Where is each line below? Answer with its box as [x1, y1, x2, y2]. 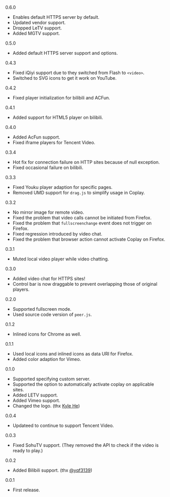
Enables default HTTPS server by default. [12, 14, 100, 20]
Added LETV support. [12, 392, 58, 398]
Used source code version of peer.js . [12, 312, 92, 317]
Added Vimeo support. [12, 397, 60, 403]
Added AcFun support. [12, 134, 60, 140]
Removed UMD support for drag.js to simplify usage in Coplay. [12, 190, 145, 195]
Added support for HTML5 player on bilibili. [12, 114, 103, 120]
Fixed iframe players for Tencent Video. [12, 140, 95, 145]
